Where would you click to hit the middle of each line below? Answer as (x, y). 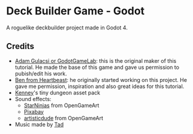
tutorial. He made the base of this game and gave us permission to (97, 67)
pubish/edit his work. (41, 74)
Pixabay (34, 111)
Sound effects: (33, 99)
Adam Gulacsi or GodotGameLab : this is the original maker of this (96, 60)
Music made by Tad (39, 124)
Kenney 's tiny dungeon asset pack (58, 92)
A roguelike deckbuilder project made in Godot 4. (67, 28)
